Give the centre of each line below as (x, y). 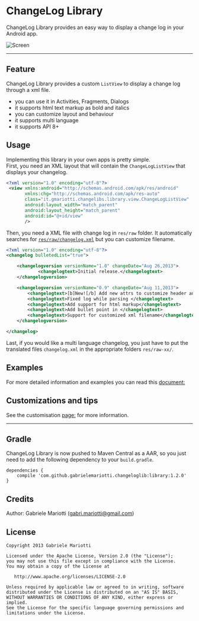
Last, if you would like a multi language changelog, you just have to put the (97, 342)
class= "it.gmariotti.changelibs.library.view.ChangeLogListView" (107, 200)
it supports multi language (46, 120)
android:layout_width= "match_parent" (71, 205)
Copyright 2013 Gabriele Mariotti (49, 546)
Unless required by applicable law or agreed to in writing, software (95, 587)
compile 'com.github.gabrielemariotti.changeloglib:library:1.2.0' (102, 476)
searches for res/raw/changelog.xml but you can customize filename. (91, 239)
